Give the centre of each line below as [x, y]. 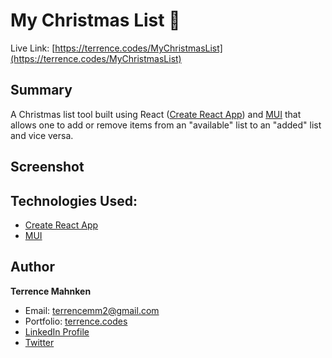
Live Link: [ [33, 48]
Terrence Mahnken [51, 291]
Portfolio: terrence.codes [76, 321]
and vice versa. [42, 135]
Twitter [39, 342]
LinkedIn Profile [57, 331]
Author [32, 267]
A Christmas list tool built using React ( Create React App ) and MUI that [156, 114]
